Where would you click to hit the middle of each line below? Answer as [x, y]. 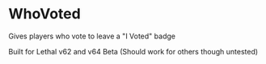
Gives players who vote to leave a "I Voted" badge [92, 36]
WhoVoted [44, 14]
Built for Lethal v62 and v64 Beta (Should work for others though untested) [133, 51]
